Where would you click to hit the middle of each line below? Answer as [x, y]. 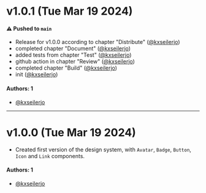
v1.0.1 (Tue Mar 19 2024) [70, 11]
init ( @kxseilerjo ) [36, 75]
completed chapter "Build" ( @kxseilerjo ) [66, 68]
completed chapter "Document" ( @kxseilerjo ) [73, 49]
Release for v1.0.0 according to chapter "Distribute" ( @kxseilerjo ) [97, 42]
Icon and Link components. [50, 156]
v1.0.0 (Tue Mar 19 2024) [71, 132]
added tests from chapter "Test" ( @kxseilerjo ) [73, 55]
